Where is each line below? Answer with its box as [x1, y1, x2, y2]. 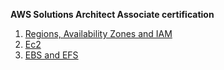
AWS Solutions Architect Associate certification [10, 9, 215, 20]
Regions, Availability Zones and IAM [24, 28, 173, 39]
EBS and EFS [24, 49, 79, 61]
